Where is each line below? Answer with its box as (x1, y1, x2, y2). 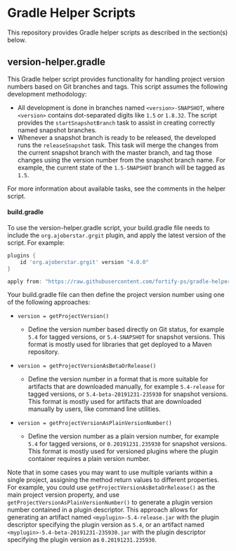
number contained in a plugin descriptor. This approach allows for (7, 505, 198, 514)
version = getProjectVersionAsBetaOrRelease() (17, 362, 157, 370)
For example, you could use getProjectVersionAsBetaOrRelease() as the (7, 483, 216, 492)
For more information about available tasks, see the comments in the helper (7, 184, 226, 193)
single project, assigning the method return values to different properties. (7, 476, 220, 484)
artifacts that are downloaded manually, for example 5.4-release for (27, 382, 225, 391)
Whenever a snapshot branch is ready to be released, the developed (17, 133, 216, 141)
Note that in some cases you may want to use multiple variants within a (7, 468, 213, 476)
